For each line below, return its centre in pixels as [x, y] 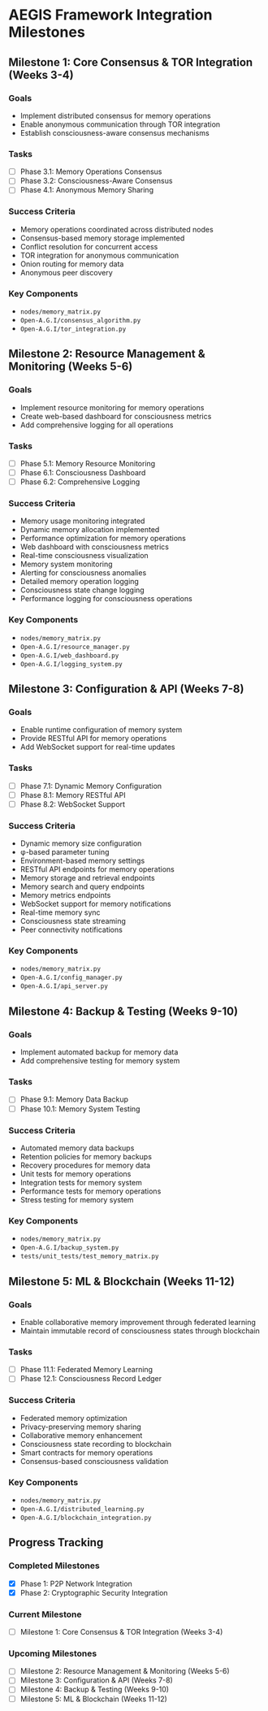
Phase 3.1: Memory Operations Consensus [91, 171]
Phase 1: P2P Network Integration [76, 1583]
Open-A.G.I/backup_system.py [69, 1248]
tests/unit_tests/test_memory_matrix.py [89, 1257]
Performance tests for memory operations [91, 1191]
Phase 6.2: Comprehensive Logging [80, 482]
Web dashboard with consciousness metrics [94, 547]
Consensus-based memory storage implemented [102, 238]
